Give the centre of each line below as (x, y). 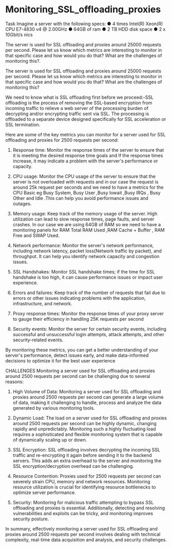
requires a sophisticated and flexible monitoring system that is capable (88, 434)
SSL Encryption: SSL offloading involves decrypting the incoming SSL (87, 450)
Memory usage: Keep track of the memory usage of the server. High (85, 213)
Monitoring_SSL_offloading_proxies (83, 10)
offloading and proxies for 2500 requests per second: (62, 140)
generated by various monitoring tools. (54, 408)
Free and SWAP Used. (36, 235)
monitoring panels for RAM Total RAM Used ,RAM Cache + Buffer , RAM (89, 230)
